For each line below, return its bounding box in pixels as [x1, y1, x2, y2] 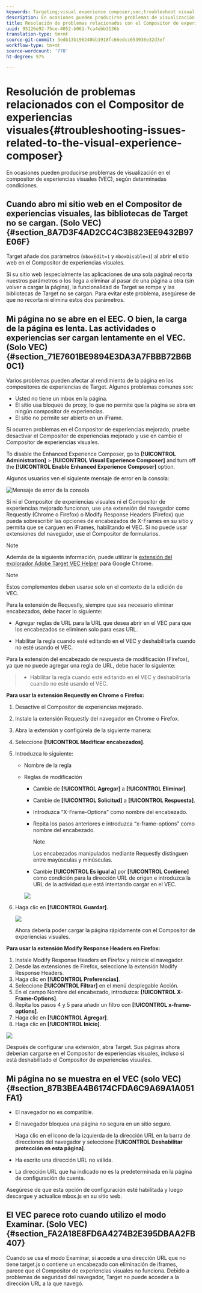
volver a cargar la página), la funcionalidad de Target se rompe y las [6, 284, 175, 291]
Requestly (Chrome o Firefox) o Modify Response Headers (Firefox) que [6, 511, 185, 518]
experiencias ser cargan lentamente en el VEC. [6, 333, 186, 343]
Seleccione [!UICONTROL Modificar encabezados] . [14, 739, 145, 746]
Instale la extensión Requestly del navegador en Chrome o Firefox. [14, 715, 180, 722]
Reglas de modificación [23, 774, 82, 781]
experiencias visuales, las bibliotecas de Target [6, 208, 188, 219]
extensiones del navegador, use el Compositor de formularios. [6, 530, 161, 537]
